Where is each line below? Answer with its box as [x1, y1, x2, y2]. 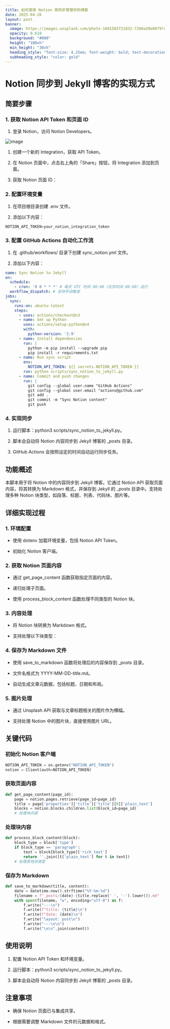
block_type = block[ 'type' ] [14, 840, 73, 845]
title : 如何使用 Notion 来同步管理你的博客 [5, 7, 89, 13]
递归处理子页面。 [12, 585, 49, 591]
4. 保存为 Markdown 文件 [5, 647, 67, 654]
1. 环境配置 [5, 525, 31, 532]
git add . [27, 393, 49, 398]
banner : [5, 21, 22, 27]
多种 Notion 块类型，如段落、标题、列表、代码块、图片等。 [9, 492, 133, 499]
